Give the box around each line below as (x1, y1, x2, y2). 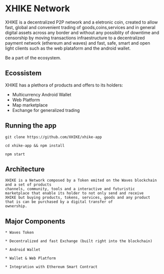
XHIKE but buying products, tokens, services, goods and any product (5, 195, 151, 200)
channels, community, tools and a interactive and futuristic (5, 187, 135, 192)
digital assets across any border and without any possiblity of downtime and (5, 29, 160, 35)
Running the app (5, 121, 56, 130)
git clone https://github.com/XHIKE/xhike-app (5, 135, 102, 139)
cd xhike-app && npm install (5, 143, 65, 148)
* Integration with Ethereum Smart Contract (5, 265, 98, 270)
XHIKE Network (5, 3, 70, 14)
